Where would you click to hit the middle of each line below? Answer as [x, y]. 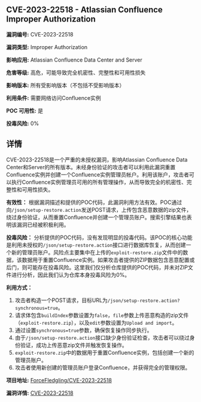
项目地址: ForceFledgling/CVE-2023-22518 [59, 380]
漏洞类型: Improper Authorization [47, 47]
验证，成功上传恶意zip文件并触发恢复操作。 [74, 345]
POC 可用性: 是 [25, 111]
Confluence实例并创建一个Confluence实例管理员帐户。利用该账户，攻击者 [98, 174]
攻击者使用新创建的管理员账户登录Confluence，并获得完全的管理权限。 [103, 367]
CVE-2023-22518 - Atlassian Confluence [85, 10]
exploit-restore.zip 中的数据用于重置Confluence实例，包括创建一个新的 [104, 352]
